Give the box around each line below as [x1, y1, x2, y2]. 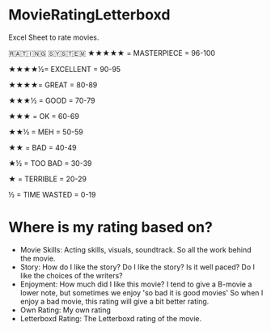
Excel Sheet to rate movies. [8, 32, 100, 42]
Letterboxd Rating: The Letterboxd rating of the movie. [19, 313, 202, 323]
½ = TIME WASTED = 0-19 [8, 189, 96, 199]
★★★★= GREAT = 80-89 [8, 79, 98, 90]
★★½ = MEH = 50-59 [8, 127, 83, 137]
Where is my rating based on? [8, 219, 213, 236]
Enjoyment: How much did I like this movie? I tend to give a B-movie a [19, 279, 252, 289]
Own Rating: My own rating [19, 305, 112, 315]
